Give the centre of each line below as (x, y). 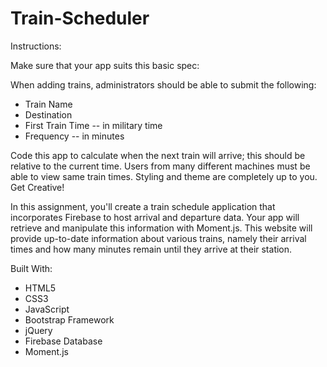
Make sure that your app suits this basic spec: (105, 65)
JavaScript (47, 309)
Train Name (48, 104)
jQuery (38, 330)
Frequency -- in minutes (74, 136)
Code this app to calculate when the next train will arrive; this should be (158, 155)
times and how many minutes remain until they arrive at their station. (151, 249)
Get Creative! (37, 187)
